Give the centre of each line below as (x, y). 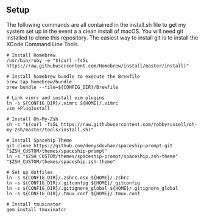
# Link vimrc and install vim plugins (55, 98)
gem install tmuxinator (37, 209)
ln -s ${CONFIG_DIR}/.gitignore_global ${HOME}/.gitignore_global (92, 188)
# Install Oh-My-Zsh (33, 119)
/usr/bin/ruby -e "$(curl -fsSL (47, 60)
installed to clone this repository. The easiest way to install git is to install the (102, 37)
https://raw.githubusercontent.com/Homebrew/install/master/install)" (98, 66)
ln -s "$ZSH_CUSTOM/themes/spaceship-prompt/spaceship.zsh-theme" (92, 156)
